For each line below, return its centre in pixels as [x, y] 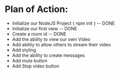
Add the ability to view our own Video [51, 39]
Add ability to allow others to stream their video [61, 44]
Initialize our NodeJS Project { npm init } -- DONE [63, 23]
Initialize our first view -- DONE [45, 28]
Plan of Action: [36, 9]
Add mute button [30, 60]
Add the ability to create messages [48, 55]
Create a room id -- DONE [39, 34]
